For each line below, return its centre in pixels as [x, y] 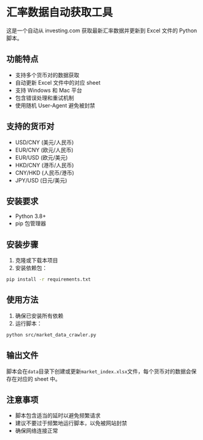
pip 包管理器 [31, 223]
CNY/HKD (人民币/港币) [45, 173]
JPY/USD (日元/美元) [41, 180]
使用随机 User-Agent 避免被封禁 [55, 105]
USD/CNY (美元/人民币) [44, 142]
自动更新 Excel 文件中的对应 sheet [58, 82]
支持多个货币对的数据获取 [47, 75]
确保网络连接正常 [36, 431]
